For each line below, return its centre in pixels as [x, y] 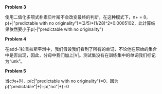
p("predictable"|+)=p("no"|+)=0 [37, 86]
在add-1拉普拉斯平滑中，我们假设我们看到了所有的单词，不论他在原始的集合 [81, 49]
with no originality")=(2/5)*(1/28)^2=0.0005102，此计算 [95, 23]
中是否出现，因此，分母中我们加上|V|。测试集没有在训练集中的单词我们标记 [80, 55]
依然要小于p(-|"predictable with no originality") [56, 29]
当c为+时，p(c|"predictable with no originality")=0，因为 [62, 81]
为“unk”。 [15, 61]
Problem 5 [16, 71]
